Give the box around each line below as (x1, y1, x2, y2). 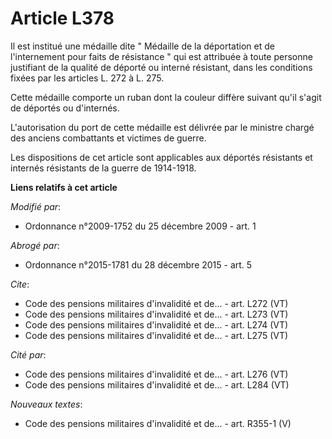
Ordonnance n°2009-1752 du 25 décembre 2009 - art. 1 (24, 220, 257, 232)
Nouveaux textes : (10, 398, 83, 410)
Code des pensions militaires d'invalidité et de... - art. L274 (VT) (24, 318, 289, 331)
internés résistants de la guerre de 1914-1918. (10, 162, 197, 174)
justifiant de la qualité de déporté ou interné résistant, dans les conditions (10, 61, 313, 73)
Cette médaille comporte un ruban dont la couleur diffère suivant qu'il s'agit (10, 91, 322, 103)
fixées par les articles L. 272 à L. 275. (10, 72, 165, 84)
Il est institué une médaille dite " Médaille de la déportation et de (10, 40, 275, 52)
